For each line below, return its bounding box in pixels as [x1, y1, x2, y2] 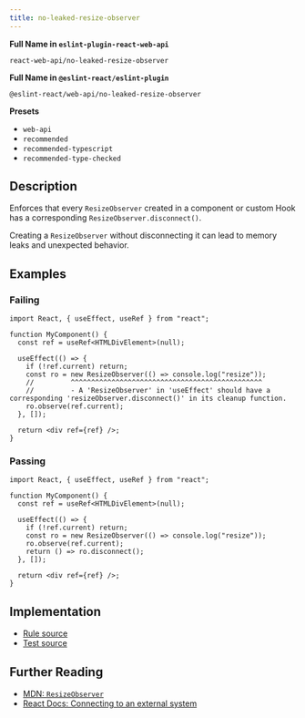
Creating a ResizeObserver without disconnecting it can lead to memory [9, 230, 278, 241]
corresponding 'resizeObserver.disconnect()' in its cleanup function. [9, 394, 287, 404]
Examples [9, 266, 66, 282]
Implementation [9, 603, 102, 620]
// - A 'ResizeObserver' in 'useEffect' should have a [25, 386, 271, 395]
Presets [9, 106, 39, 117]
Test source [22, 638, 68, 649]
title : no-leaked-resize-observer [9, 13, 141, 23]
